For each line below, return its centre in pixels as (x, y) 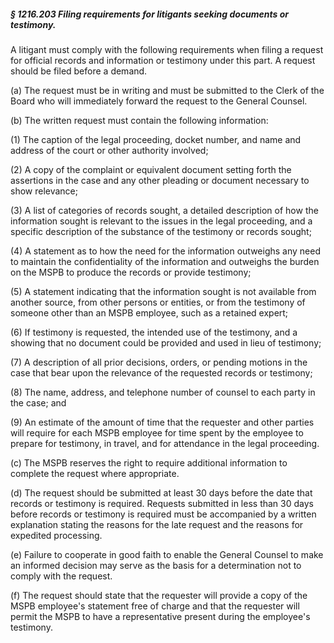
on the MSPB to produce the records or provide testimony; (131, 272)
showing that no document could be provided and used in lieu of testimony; (166, 342)
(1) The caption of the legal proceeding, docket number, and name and (156, 139)
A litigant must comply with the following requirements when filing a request (167, 49)
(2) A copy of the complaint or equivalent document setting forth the (151, 169)
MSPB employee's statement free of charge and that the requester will (155, 606)
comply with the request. (61, 576)
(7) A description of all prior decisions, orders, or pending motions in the (159, 362)
